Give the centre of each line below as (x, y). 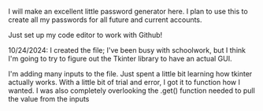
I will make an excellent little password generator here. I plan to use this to (128, 11)
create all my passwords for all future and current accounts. (105, 20)
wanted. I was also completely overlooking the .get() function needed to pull (132, 91)
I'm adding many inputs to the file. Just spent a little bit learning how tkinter (130, 74)
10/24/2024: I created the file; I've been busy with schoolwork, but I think (127, 50)
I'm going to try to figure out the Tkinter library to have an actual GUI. (120, 59)
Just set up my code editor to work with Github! (85, 35)
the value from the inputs (49, 99)
